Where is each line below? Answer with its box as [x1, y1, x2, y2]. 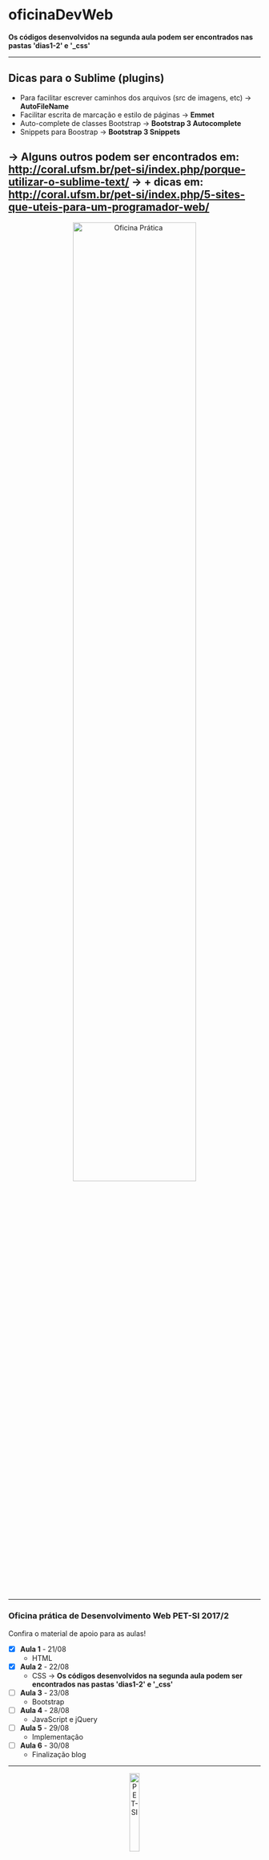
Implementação [31, 1732, 84, 1742]
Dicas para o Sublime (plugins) [8, 71, 165, 85]
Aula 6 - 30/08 [19, 1740, 70, 1751]
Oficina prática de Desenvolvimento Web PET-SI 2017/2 [8, 1610, 230, 1622]
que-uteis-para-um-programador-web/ [8, 201, 210, 214]
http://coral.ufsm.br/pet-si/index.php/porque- [8, 163, 246, 177]
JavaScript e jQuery [31, 1715, 98, 1724]
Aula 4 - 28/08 [19, 1706, 70, 1716]
